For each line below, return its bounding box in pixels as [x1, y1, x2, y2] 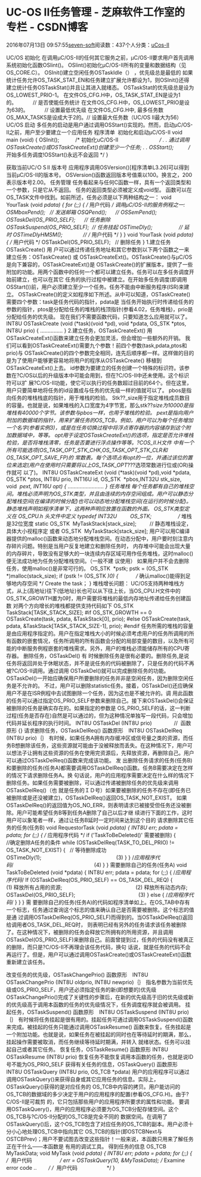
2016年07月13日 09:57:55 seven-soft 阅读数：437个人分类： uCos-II [6, 41, 170, 48]
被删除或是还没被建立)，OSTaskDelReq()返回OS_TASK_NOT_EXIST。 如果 [6, 794, 187, 801]
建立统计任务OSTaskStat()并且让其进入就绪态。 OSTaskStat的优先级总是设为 [6, 84, 194, 91]
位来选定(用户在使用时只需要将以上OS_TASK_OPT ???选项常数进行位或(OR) [6, 461, 189, 468]
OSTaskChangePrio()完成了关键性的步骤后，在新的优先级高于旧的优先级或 [6, 993, 189, 1001]
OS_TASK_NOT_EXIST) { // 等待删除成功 [6, 846, 107, 853]
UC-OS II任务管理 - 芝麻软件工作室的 [6, 5, 185, 19]
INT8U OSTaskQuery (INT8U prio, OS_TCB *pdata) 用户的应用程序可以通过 [6, 1068, 190, 1075]
